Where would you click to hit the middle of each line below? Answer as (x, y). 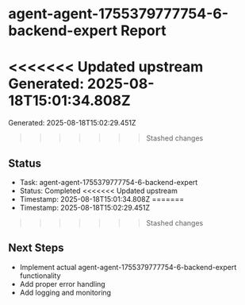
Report (143, 31)
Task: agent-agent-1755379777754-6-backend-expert (109, 182)
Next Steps (36, 248)
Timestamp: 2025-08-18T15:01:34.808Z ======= (102, 199)
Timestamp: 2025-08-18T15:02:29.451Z (85, 207)
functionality (40, 276)
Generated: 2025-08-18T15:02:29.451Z (72, 123)
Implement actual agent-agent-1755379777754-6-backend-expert (128, 267)
